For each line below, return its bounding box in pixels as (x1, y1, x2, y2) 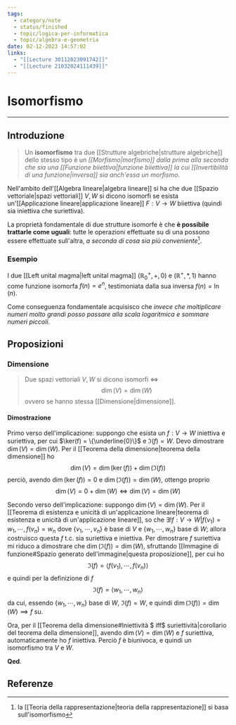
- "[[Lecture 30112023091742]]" (13, 56, 109, 63)
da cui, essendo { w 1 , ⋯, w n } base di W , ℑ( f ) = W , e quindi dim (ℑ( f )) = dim (7, 598, 220, 609)
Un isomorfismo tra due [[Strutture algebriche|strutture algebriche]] (24, 149, 223, 157)
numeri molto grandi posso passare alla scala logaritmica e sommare (7, 310, 209, 319)
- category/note (13, 17, 61, 24)
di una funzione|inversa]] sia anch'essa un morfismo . (24, 170, 181, 179)
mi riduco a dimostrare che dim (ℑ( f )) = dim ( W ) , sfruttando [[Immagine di (7, 541, 219, 550)
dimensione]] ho (7, 452, 55, 461)
